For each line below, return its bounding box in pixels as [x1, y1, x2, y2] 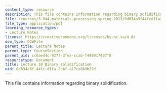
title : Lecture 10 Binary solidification [5, 62, 92, 67]
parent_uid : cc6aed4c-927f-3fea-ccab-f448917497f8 [5, 53, 112, 58]
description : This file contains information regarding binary [5, 12, 138, 17]
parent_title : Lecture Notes [5, 44, 65, 49]
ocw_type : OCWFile [5, 39, 43, 44]
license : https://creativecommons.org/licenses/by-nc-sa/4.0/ [5, 35, 136, 40]
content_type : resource [5, 7, 54, 12]
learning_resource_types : [5, 26, 58, 30]
